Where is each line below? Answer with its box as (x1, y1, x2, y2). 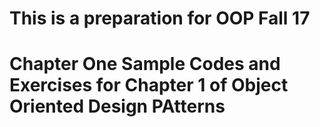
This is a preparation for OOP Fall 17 (9, 7, 311, 30)
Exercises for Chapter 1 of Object (9, 74, 289, 97)
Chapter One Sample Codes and (9, 53, 281, 76)
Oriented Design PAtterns (9, 95, 226, 118)
